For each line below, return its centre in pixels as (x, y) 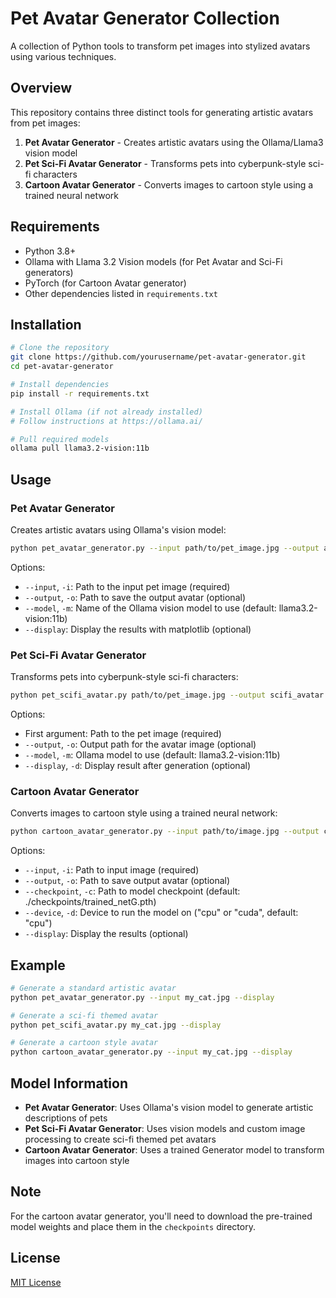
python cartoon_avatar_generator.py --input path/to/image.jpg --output (165, 832)
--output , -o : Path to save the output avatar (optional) (135, 597)
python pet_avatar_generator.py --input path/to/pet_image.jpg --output (165, 548)
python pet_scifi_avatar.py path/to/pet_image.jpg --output (138, 695)
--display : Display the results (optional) (106, 934)
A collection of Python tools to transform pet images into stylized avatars (160, 46)
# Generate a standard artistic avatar (93, 988)
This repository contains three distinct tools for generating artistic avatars (162, 112)
